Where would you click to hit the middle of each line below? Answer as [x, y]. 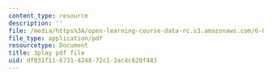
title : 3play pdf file [47, 53]
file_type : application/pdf [56, 38]
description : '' [36, 23]
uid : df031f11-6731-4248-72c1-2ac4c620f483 [83, 61]
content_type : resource [49, 16]
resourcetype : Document [49, 46]
